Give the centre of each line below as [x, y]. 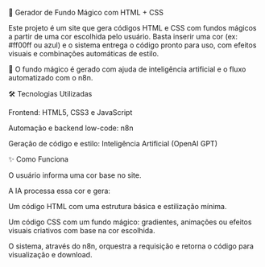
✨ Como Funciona [38, 159]
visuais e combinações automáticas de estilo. [84, 53]
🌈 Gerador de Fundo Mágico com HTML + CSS [86, 12]
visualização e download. [50, 255]
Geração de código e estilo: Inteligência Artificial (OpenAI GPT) [113, 144]
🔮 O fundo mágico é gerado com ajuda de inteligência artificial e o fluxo [127, 69]
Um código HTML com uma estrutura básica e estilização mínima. [118, 206]
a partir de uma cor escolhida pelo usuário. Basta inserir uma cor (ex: [123, 37]
